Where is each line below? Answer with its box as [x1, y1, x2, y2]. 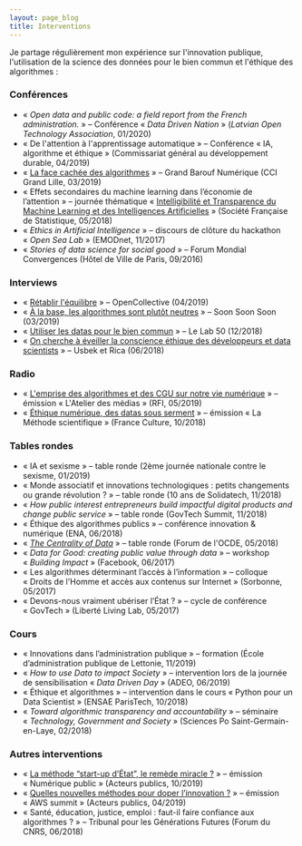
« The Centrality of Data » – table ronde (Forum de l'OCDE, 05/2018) [22, 537, 279, 549]
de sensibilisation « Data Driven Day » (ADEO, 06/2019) [22, 676, 231, 687]
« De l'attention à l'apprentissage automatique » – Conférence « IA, [22, 138, 274, 149]
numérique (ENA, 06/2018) [22, 528, 123, 539]
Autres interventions [9, 747, 102, 760]
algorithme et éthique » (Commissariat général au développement [22, 147, 268, 159]
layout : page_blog [9, 13, 79, 23]
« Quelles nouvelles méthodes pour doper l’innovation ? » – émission [22, 788, 279, 799]
